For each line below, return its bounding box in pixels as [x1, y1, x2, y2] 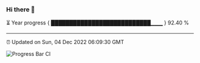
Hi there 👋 [6, 5, 36, 14]
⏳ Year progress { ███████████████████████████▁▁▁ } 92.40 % [6, 19, 189, 26]
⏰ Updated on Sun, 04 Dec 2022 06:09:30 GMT [6, 39, 124, 46]
